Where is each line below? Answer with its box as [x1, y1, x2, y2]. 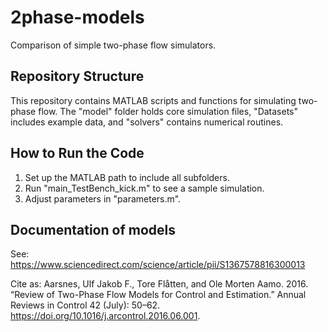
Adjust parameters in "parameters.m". [24, 192, 182, 205]
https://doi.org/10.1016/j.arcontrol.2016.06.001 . [10, 310, 201, 322]
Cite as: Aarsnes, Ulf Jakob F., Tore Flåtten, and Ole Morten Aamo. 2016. [10, 278, 309, 290]
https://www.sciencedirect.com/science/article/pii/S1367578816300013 [10, 259, 306, 271]
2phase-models [10, 6, 145, 29]
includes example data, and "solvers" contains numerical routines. [10, 116, 284, 128]
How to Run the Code [10, 145, 145, 162]
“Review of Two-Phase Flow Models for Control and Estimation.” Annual [10, 289, 307, 301]
